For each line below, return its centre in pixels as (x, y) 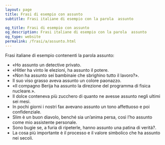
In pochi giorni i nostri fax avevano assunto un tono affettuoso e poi (81, 107)
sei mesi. (21, 101)
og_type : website (23, 37)
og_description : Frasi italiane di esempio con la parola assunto (76, 32)
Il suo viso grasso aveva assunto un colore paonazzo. (67, 80)
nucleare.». (24, 91)
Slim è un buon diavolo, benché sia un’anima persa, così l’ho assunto (82, 117)
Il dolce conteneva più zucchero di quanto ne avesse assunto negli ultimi (86, 96)
